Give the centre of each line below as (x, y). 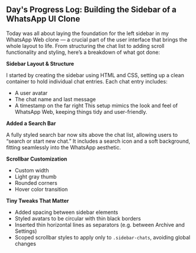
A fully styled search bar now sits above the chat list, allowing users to (92, 134)
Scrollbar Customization (37, 159)
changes (25, 244)
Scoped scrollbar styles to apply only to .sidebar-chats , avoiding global (102, 237)
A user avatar (31, 93)
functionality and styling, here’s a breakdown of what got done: (83, 52)
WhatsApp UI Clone (43, 19)
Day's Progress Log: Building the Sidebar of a (91, 10)
